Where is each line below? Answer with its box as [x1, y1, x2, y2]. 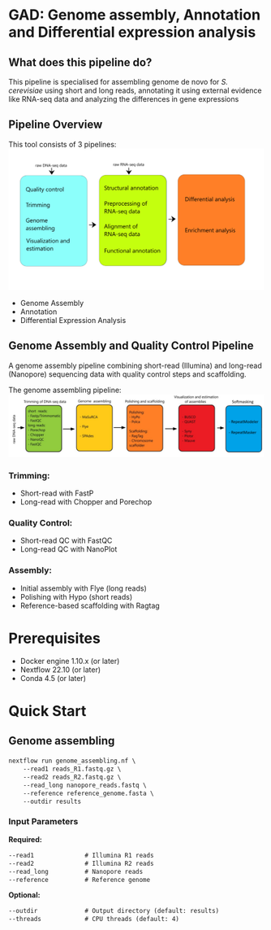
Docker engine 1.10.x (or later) [19, 656, 120, 666]
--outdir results [23, 797, 82, 806]
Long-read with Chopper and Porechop [19, 497, 153, 507]
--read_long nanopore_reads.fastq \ [23, 781, 148, 789]
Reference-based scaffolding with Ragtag [19, 600, 160, 610]
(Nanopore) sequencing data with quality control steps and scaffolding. [8, 369, 247, 379]
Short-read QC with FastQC [19, 535, 113, 546]
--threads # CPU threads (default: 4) [8, 915, 180, 923]
